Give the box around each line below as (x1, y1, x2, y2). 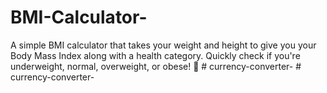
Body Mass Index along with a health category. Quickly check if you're (10, 49, 301, 61)
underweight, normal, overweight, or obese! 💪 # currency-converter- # (10, 60, 302, 72)
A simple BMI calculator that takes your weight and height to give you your (10, 39, 317, 51)
